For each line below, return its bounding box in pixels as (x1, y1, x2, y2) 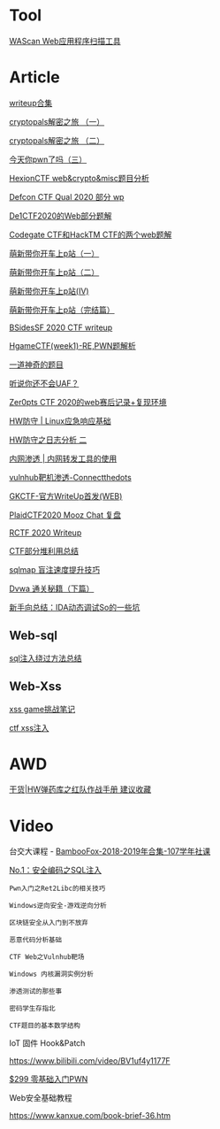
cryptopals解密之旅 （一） (9, 116, 105, 127)
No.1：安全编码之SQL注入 (9, 864, 102, 876)
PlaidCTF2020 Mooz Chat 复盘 (9, 510, 122, 520)
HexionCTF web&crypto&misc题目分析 (9, 173, 150, 183)
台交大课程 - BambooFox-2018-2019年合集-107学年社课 (9, 846, 211, 856)
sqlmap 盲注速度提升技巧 (9, 564, 100, 575)
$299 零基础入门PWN (9, 1074, 88, 1085)
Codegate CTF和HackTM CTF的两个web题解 (9, 229, 172, 240)
